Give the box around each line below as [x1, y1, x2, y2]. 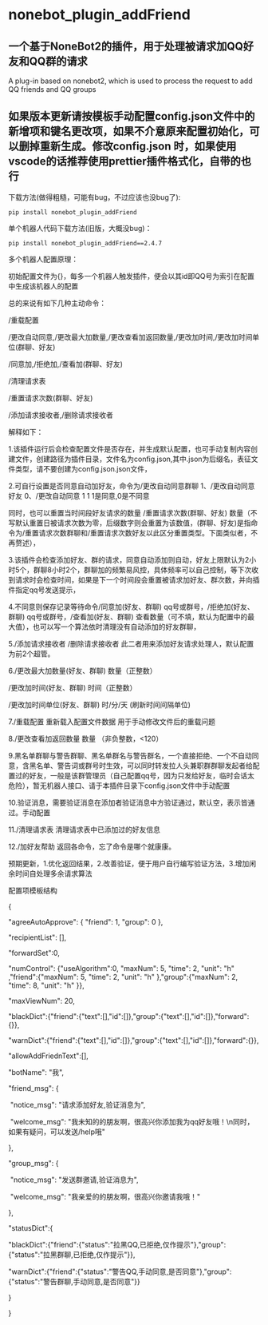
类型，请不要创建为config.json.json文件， [14, 464, 152, 473]
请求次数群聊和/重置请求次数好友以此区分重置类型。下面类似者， [38, 527, 251, 537]
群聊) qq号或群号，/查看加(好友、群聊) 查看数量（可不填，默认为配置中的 [8, 611, 248, 621]
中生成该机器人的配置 [8, 281, 78, 291]
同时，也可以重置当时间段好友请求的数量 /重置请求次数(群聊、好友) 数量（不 [8, 507, 258, 517]
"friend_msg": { [8, 1083, 60, 1092]
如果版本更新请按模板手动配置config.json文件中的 [8, 109, 255, 123]
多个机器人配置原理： [8, 254, 78, 264]
